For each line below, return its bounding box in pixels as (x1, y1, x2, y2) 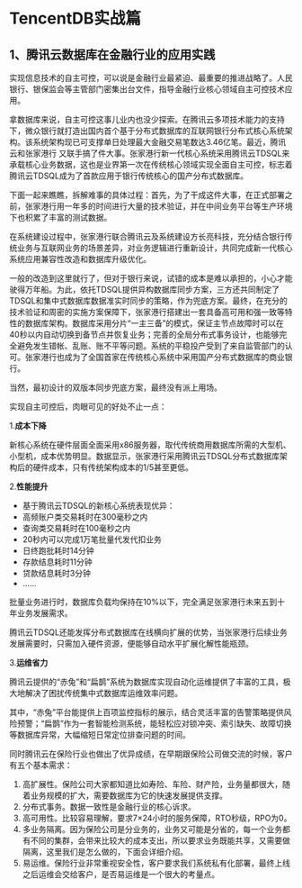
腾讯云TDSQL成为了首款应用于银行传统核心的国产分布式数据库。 (9, 170, 249, 181)
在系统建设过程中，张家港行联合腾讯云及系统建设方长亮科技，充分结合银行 (9, 231, 285, 241)
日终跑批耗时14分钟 (22, 546, 94, 556)
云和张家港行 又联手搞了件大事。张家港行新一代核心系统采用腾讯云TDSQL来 (9, 148, 290, 159)
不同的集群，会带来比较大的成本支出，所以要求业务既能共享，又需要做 (30, 835, 290, 846)
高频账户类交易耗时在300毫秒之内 (22, 512, 148, 522)
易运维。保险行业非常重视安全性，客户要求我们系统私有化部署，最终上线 (22, 857, 290, 868)
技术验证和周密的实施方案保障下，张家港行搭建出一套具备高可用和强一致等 (9, 307, 285, 317)
